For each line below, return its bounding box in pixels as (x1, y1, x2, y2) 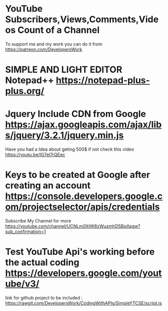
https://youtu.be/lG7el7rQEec (5, 152, 65, 158)
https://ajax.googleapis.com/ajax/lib (5, 119, 162, 131)
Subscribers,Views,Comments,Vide (5, 14, 159, 25)
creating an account (5, 180, 91, 191)
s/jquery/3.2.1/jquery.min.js (5, 130, 124, 141)
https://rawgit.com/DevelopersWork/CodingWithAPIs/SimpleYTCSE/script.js (5, 300, 162, 306)
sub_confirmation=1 (5, 229, 46, 234)
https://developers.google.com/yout (5, 267, 162, 279)
